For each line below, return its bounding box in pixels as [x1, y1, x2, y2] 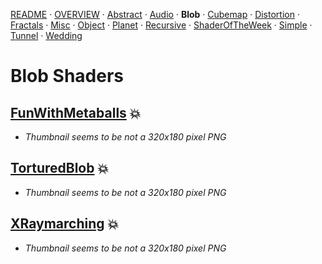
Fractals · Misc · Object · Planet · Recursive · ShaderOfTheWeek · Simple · [10, 19, 313, 31]
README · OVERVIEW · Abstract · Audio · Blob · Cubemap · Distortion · [10, 9, 300, 20]
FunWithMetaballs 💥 [10, 104, 142, 121]
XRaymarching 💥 [10, 215, 120, 233]
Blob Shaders [10, 65, 125, 88]
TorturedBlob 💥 [10, 160, 110, 177]
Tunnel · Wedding [10, 30, 83, 41]
